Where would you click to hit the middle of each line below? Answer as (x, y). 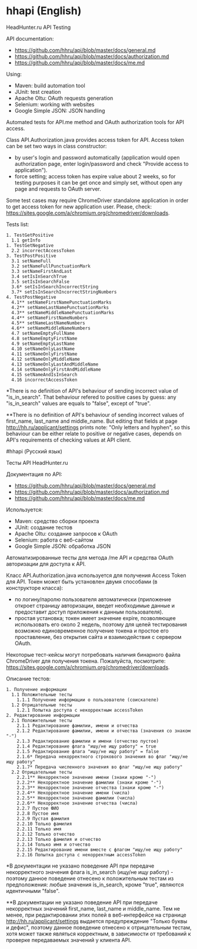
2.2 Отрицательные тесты (42, 772)
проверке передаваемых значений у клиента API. (69, 940)
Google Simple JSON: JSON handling (60, 110)
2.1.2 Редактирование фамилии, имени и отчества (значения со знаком (104, 730)
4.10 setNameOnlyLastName (43, 349)
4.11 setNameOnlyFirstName (44, 354)
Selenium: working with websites (54, 104)
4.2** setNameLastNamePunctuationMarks (60, 307)
